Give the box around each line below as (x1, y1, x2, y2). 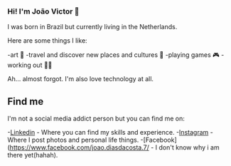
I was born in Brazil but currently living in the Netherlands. (7, 23, 178, 31)
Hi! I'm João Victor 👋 (7, 6, 80, 16)
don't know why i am (159, 143, 220, 152)
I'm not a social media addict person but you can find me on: (7, 114, 185, 123)
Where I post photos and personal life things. (7, 135, 139, 145)
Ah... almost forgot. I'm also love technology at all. (7, 75, 154, 83)
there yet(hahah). (7, 151, 58, 160)
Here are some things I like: (7, 36, 87, 45)
